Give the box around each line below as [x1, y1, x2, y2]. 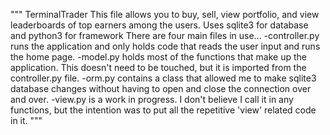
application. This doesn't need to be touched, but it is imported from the [10, 62, 307, 73]
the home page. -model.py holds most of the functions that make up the [10, 51, 307, 63]
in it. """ [10, 115, 43, 126]
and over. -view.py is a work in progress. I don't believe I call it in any [10, 94, 294, 105]
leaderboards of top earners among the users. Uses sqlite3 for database [10, 19, 309, 31]
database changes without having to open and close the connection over [10, 83, 312, 94]
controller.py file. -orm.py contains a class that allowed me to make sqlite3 [10, 72, 317, 84]
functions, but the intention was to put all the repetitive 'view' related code [10, 104, 317, 116]
